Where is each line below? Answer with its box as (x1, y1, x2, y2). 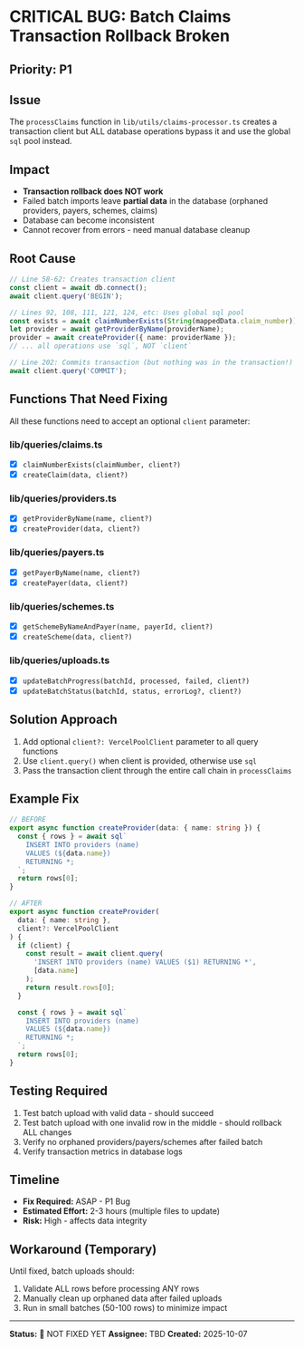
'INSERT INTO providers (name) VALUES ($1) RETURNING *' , (33, 958, 257, 967)
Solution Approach (9, 712, 118, 727)
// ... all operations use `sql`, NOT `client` (9, 342, 193, 351)
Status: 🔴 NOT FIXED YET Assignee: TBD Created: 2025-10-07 (9, 1329, 248, 1340)
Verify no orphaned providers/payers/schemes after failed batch (22, 1136, 263, 1147)
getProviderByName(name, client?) (22, 515, 153, 524)
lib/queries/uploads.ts (9, 654, 110, 667)
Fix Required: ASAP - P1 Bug (22, 1196, 131, 1207)
